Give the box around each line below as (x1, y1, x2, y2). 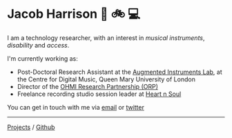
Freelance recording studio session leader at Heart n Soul (17, 90, 182, 98)
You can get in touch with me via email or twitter (7, 103, 145, 111)
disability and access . (7, 41, 70, 49)
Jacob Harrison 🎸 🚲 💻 (7, 6, 141, 22)
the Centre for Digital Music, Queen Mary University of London (17, 75, 195, 83)
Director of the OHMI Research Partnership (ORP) (17, 82, 159, 90)
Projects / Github (7, 123, 55, 131)
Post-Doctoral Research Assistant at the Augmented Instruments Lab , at (17, 68, 222, 76)
